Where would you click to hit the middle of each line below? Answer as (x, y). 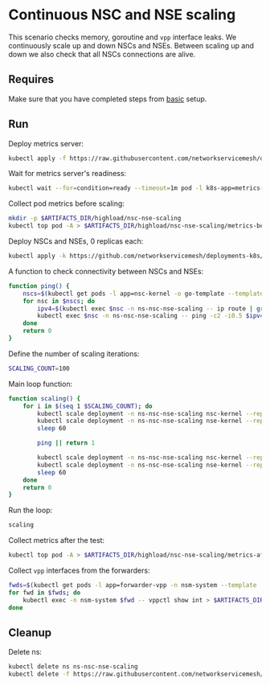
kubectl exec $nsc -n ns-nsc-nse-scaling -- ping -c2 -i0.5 (140, 316)
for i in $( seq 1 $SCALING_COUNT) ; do (88, 406)
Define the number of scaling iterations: (74, 353)
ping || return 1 (66, 443)
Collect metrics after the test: (57, 540)
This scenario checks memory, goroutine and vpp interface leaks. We (123, 37)
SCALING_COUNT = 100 (39, 368)
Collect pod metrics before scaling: (66, 203)
